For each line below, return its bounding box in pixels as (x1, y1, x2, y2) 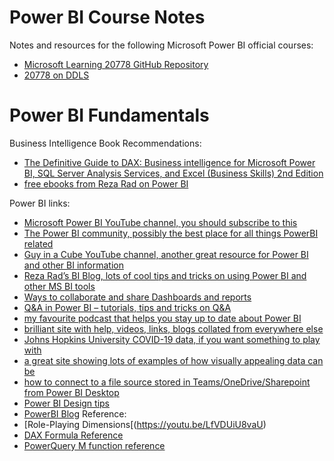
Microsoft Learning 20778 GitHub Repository (23, 58, 209, 70)
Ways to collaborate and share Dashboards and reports (23, 291, 252, 303)
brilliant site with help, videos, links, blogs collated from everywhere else (23, 322, 324, 335)
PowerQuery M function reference (23, 439, 166, 451)
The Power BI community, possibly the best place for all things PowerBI (23, 227, 319, 239)
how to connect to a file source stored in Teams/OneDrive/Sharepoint (23, 376, 311, 388)
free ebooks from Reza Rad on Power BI (23, 177, 189, 190)
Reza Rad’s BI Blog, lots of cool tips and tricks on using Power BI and (23, 269, 307, 281)
